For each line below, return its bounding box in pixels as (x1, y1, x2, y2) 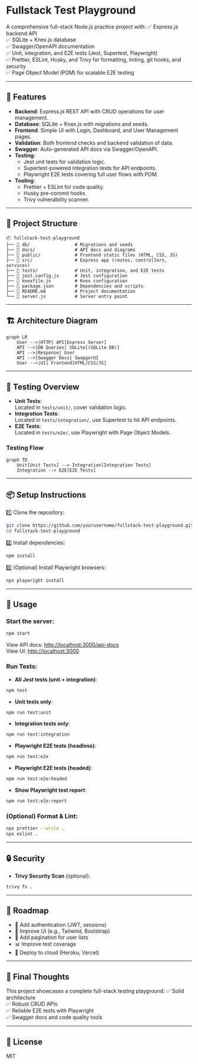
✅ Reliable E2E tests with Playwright (6, 1007, 94, 1014)
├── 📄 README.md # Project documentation (6, 288, 136, 294)
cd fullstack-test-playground (6, 528, 81, 534)
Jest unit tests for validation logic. (23, 158, 106, 165)
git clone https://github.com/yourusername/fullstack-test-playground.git (6, 523, 194, 528)
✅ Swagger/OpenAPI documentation (6, 43, 95, 50)
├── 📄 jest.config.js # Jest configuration (6, 273, 128, 279)
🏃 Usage (6, 599, 37, 610)
